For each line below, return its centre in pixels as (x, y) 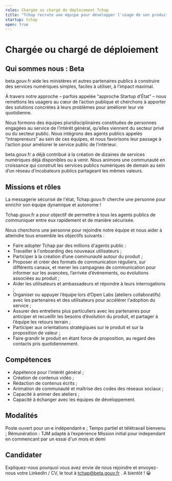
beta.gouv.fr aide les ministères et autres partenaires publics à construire (82, 81)
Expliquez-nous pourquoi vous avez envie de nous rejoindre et (71, 467)
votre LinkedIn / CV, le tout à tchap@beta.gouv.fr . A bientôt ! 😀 (84, 473)
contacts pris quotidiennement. (46, 344)
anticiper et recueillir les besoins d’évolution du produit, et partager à (85, 317)
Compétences (28, 360)
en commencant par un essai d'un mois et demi (56, 439)
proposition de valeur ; (36, 333)
